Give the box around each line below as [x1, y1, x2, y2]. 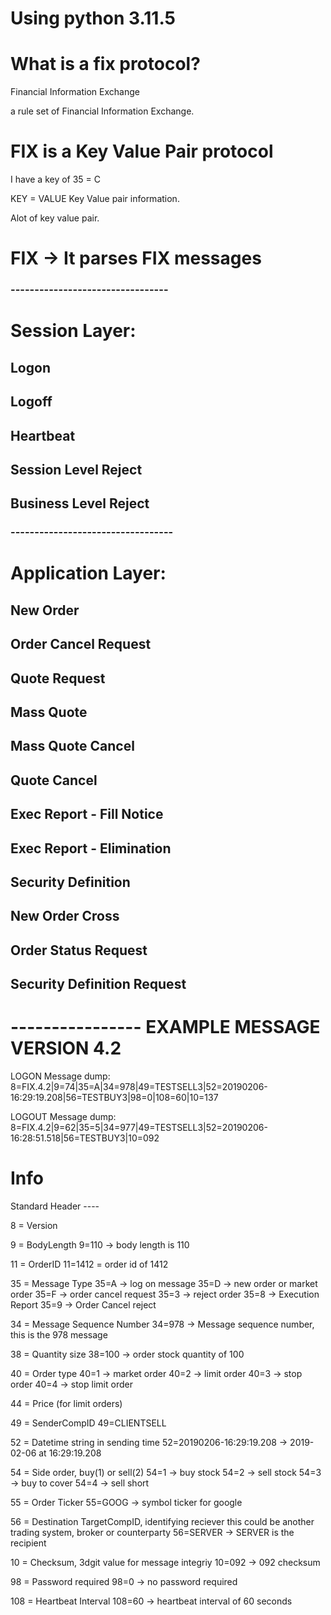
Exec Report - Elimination [10, 840, 172, 857]
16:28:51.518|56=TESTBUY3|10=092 [10, 1132, 160, 1144]
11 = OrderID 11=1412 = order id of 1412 [10, 1258, 169, 1270]
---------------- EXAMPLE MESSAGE [10, 1016, 321, 1039]
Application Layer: [10, 562, 167, 585]
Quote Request [10, 670, 106, 687]
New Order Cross [10, 908, 120, 925]
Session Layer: [10, 320, 137, 342]
